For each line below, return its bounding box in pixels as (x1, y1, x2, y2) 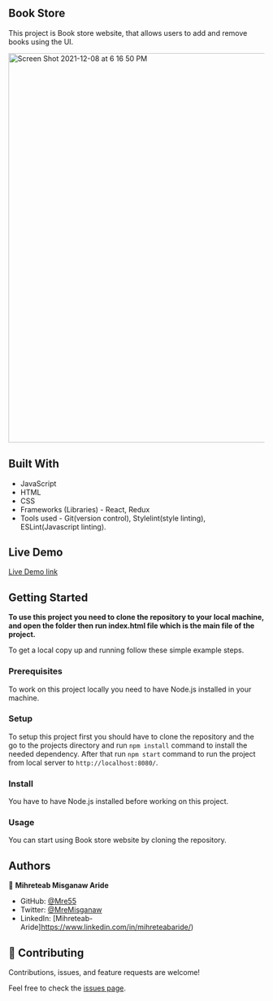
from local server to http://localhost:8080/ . (8, 757, 158, 767)
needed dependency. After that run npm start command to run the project (8, 749, 256, 758)
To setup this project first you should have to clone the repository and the (8, 731, 254, 741)
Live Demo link (8, 567, 58, 577)
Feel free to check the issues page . (8, 983, 126, 993)
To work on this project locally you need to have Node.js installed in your (8, 684, 252, 694)
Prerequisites (8, 665, 63, 677)
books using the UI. (8, 37, 74, 46)
